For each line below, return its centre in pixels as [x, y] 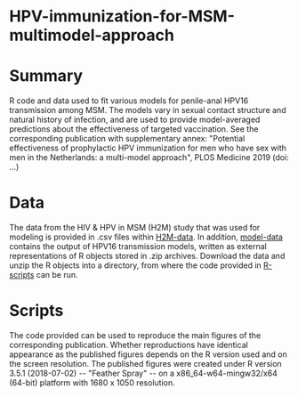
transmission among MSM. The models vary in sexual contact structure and [148, 110]
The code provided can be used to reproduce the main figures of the [135, 335]
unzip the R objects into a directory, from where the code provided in [136, 265]
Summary [46, 76]
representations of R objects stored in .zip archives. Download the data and [147, 256]
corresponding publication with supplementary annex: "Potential [127, 139]
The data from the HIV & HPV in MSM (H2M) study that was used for [135, 228]
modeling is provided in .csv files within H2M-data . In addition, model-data [146, 237]
